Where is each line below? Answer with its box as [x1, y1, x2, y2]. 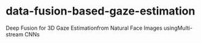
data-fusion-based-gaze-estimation [6, 4, 195, 18]
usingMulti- [164, 24, 193, 31]
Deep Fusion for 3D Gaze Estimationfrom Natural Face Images [6, 24, 163, 31]
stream [6, 30, 24, 38]
